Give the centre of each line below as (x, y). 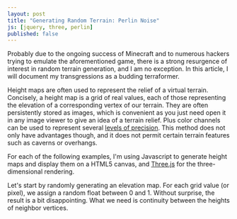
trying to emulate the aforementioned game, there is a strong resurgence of (117, 62)
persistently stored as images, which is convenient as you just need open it (117, 113)
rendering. (59, 172)
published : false (33, 34)
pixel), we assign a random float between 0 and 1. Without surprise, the (111, 193)
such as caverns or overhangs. (52, 143)
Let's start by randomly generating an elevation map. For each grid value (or (118, 186)
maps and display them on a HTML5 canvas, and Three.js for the (102, 164)
